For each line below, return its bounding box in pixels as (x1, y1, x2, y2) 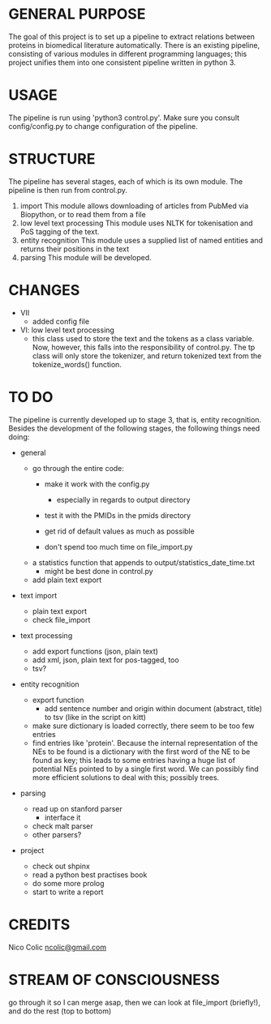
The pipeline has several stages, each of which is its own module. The (8, 176, 243, 186)
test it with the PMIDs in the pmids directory (44, 510, 191, 520)
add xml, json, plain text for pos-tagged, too (32, 654, 180, 665)
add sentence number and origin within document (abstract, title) (44, 703, 262, 713)
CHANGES (8, 281, 80, 299)
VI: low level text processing (19, 325, 115, 335)
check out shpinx (32, 861, 91, 871)
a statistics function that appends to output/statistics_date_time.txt (32, 557, 256, 568)
